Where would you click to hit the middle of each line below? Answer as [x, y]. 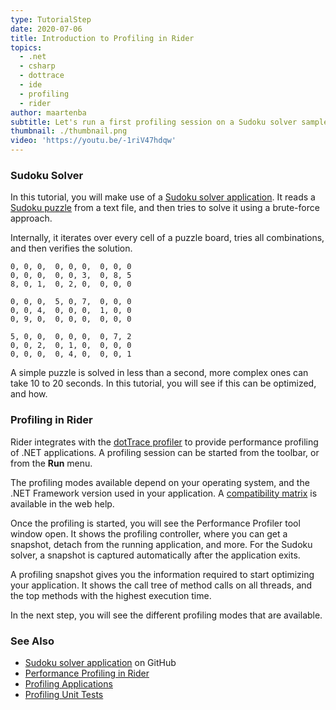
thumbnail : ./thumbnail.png [69, 131]
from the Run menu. [51, 463]
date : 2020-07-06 [46, 29]
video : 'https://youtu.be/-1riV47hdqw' [93, 141]
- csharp [37, 66]
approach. [31, 218]
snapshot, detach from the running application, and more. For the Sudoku [161, 544]
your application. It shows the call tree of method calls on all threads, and [161, 585]
